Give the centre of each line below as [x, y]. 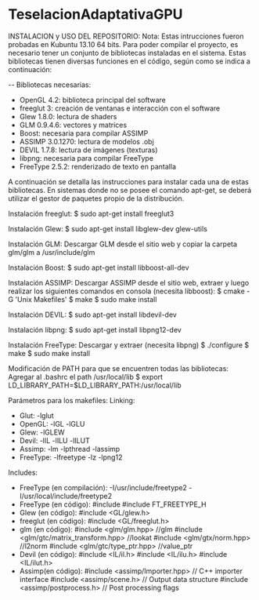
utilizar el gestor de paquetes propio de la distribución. [96, 198]
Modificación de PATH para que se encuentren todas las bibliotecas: [119, 368]
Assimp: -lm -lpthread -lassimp [70, 449]
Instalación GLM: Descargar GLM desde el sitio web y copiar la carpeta [122, 244]
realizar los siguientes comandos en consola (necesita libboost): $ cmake [126, 291]
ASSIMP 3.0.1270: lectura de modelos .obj [86, 141]
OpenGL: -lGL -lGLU [52, 424]
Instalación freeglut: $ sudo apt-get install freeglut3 [91, 213]
